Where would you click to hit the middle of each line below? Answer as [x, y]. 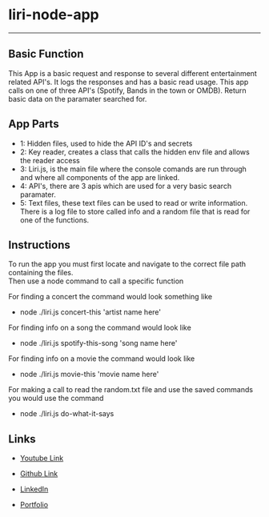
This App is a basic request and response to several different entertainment [133, 73]
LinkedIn [34, 489]
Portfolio [34, 505]
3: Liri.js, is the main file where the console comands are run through [133, 169]
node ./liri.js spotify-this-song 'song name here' [98, 343]
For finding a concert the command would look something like [110, 297]
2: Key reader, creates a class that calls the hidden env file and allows [134, 152]
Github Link [39, 474]
